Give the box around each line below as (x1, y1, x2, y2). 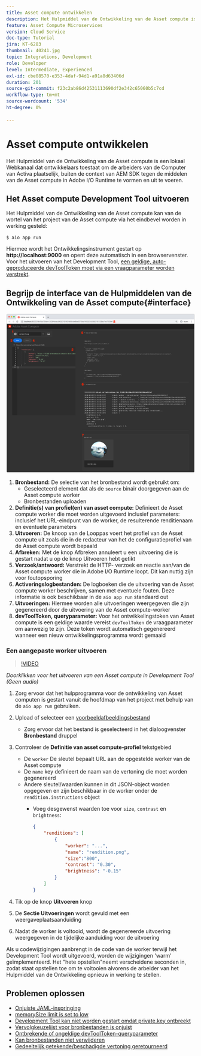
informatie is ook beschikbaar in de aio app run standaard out (14, 593, 169, 600)
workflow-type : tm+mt (6, 92, 60, 98)
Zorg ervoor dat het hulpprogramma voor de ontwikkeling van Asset (14, 690, 182, 697)
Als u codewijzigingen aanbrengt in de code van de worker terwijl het (6, 945, 177, 953)
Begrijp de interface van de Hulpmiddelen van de (6, 288, 192, 298)
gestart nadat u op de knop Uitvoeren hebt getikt (14, 555, 136, 562)
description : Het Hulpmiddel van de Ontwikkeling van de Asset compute (6, 16, 188, 22)
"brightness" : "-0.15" (65, 868, 121, 874)
